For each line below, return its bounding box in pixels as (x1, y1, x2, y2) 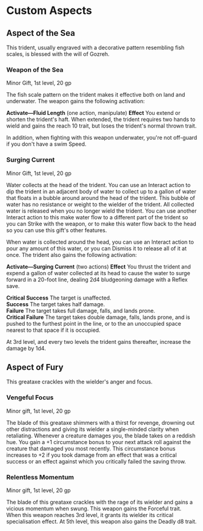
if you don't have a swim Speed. (6, 140, 87, 148)
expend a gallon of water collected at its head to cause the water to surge (6, 269, 191, 276)
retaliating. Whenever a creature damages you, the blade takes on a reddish (6, 432, 196, 439)
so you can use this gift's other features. (6, 226, 107, 234)
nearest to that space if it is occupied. (6, 326, 101, 334)
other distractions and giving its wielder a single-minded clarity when (6, 425, 179, 433)
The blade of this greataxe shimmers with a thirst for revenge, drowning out (6, 419, 195, 426)
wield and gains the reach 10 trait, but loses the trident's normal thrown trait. (6, 122, 197, 129)
